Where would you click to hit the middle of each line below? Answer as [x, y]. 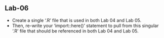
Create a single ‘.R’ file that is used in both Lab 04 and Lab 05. [77, 20]
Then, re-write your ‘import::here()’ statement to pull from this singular [85, 25]
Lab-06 [17, 8]
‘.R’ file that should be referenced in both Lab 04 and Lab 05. [75, 31]
